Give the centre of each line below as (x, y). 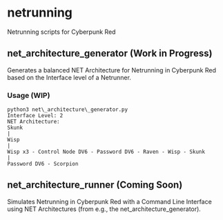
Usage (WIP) (29, 95)
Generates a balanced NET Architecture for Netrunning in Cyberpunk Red (111, 70)
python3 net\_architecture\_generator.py (68, 110)
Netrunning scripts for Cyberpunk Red (61, 32)
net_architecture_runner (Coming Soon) (95, 185)
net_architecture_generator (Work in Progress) (110, 53)
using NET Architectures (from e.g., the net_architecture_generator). (104, 209)
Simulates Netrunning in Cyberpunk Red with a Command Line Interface (109, 201)
